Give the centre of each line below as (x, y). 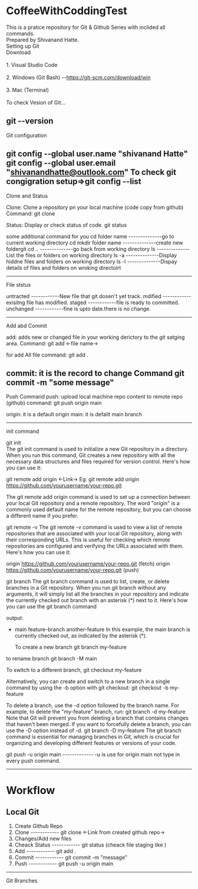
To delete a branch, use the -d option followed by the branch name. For (93, 705)
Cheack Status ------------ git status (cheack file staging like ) (90, 845)
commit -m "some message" (60, 382)
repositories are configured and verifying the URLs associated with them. (95, 546)
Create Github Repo (39, 826)
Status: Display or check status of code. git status (67, 225)
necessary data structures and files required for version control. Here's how (98, 462)
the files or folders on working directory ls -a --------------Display (97, 255)
